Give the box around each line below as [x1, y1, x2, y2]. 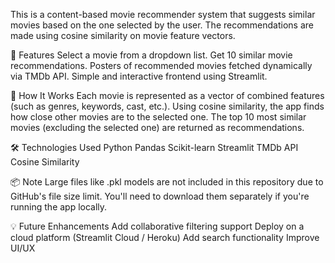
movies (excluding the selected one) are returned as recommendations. [10, 122, 305, 133]
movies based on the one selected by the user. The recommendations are [10, 19, 314, 31]
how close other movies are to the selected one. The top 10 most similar [10, 111, 307, 123]
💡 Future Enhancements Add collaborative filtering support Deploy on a [10, 220, 305, 232]
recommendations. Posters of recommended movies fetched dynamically [10, 60, 313, 71]
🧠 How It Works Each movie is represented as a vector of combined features [10, 90, 325, 101]
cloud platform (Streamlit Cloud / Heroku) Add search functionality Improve [10, 232, 320, 243]
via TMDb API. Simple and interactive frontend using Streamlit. [10, 70, 268, 82]
